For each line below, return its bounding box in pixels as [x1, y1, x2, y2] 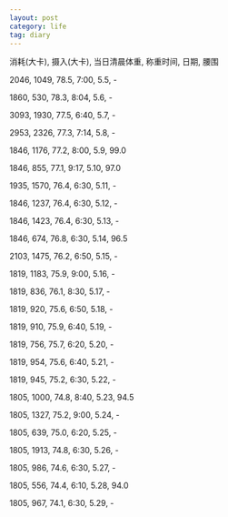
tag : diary [9, 30, 51, 39]
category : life [9, 22, 67, 31]
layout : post [9, 13, 59, 23]
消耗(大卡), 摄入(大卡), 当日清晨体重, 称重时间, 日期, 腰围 [9, 56, 220, 67]
